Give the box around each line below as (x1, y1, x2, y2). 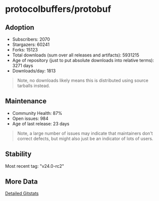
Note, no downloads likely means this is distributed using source (17, 78, 149, 83)
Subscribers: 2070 (12, 36, 50, 42)
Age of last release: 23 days (12, 120, 70, 127)
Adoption (5, 23, 35, 32)
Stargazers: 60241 (12, 42, 50, 48)
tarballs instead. (17, 83, 50, 89)
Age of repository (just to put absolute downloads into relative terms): (12, 57, 154, 63)
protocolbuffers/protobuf (5, 3, 112, 15)
